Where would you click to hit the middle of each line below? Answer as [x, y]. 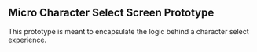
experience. [28, 40]
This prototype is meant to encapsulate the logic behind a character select [128, 31]
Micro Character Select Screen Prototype [111, 13]
